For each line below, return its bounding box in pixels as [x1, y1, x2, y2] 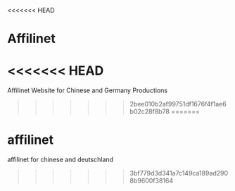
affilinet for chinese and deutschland [7, 155, 114, 164]
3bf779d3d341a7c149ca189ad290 [129, 169, 229, 178]
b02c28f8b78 [129, 107, 170, 116]
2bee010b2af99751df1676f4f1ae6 [129, 100, 227, 109]
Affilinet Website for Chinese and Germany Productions [7, 86, 167, 94]
